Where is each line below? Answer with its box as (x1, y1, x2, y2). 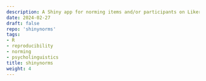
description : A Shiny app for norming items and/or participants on (6, 9, 185, 15)
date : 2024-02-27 (6, 15, 51, 21)
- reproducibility (6, 43, 53, 49)
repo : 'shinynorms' (6, 26, 56, 32)
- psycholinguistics (6, 54, 59, 60)
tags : (6, 32, 20, 38)
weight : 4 (6, 65, 32, 72)
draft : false (6, 20, 40, 26)
